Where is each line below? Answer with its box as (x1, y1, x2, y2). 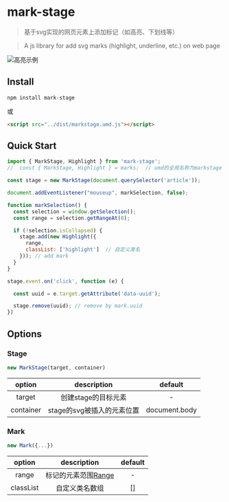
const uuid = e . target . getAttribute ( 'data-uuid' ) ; (13, 290, 161, 297)
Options (7, 328, 43, 340)
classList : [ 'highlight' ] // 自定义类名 (25, 246, 141, 253)
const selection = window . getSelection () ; (13, 208, 136, 215)
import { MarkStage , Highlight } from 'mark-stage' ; (7, 158, 161, 165)
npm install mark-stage (7, 94, 75, 101)
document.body (146, 405, 197, 415)
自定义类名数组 (56, 483, 104, 492)
